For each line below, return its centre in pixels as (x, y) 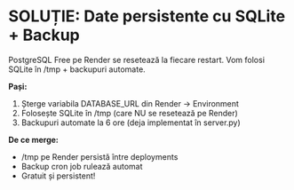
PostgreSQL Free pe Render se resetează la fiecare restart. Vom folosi (137, 59)
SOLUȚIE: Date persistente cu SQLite (147, 16)
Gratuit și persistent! (58, 176)
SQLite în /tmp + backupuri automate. (77, 69)
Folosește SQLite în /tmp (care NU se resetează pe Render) (130, 113)
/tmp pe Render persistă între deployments (99, 156)
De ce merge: (33, 139)
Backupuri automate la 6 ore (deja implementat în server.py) (131, 123)
